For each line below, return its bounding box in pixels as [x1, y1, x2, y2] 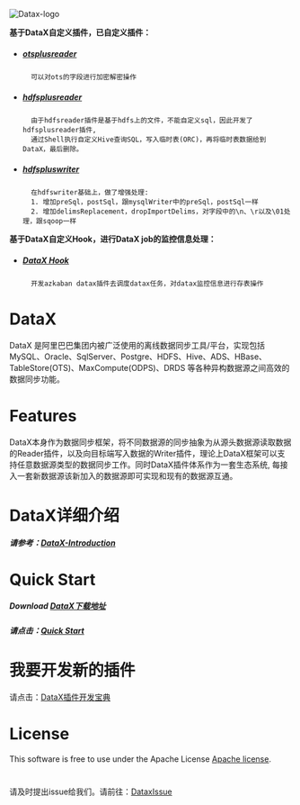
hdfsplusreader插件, [22, 125, 97, 134]
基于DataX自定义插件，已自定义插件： [9, 27, 151, 38]
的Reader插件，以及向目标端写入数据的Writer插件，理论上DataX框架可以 [9, 448, 278, 458]
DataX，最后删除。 [22, 144, 84, 153]
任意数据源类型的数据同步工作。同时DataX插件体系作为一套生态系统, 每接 [16, 459, 288, 470]
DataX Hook [22, 255, 69, 266]
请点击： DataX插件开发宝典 [9, 692, 111, 702]
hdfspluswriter [22, 163, 80, 175]
